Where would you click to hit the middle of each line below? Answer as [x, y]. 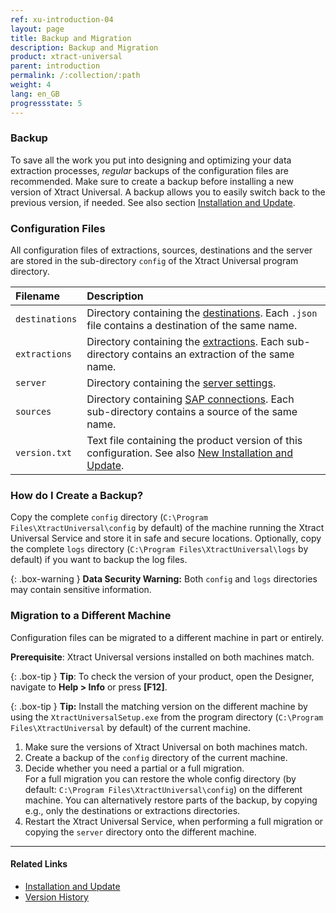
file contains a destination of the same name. [192, 326]
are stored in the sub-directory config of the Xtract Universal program [154, 261]
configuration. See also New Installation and [190, 453]
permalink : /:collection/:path [75, 76]
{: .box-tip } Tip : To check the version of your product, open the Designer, [162, 676]
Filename [37, 296]
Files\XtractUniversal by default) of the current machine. [130, 727]
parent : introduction [55, 66]
